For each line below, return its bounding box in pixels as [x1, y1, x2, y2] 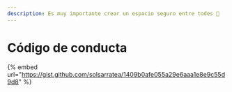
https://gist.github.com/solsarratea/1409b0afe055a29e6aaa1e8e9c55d [21, 70, 225, 78]
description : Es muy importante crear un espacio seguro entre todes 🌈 [7, 10, 219, 17]
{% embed [7, 63, 38, 71]
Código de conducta [7, 39, 127, 55]
